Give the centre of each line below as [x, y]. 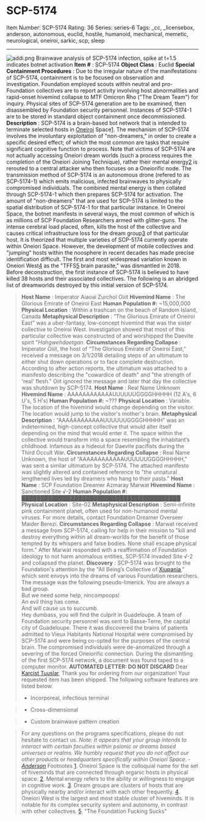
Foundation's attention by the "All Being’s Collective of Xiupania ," [103, 569]
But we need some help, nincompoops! [70, 595]
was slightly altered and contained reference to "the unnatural [99, 472]
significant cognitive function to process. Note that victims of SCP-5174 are [101, 149]
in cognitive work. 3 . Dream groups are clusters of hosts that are [102, 785]
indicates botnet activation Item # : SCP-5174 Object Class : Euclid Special [101, 64]
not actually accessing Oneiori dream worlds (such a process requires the [99, 155]
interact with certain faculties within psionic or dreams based [99, 746]
